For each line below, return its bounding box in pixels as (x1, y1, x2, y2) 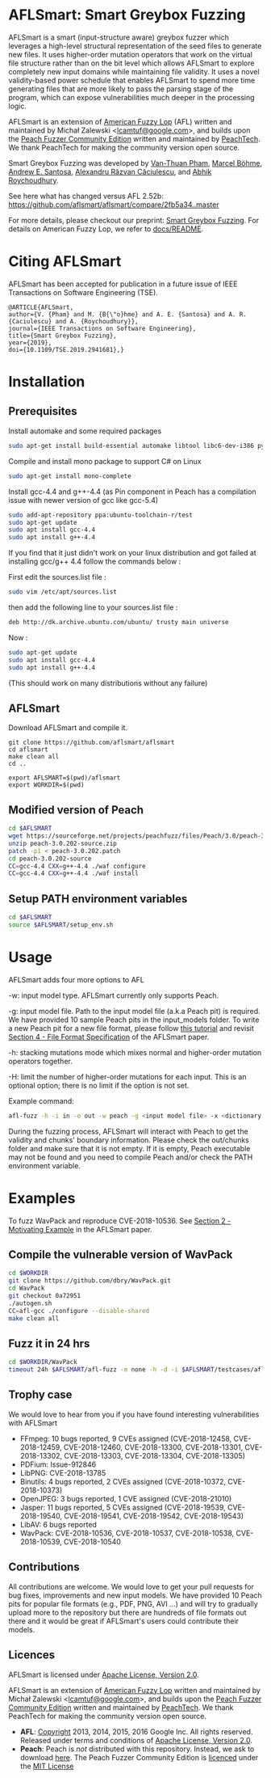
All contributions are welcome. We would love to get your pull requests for (8, 1582, 254, 1591)
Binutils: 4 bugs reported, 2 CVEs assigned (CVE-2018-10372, (19, 1476, 227, 1486)
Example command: (8, 1096, 74, 1105)
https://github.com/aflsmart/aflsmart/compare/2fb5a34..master (8, 200, 219, 209)
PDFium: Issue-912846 (19, 1459, 97, 1469)
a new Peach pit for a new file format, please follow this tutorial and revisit (8, 1023, 254, 1033)
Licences (8, 1648, 56, 1662)
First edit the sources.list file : (8, 572, 106, 582)
